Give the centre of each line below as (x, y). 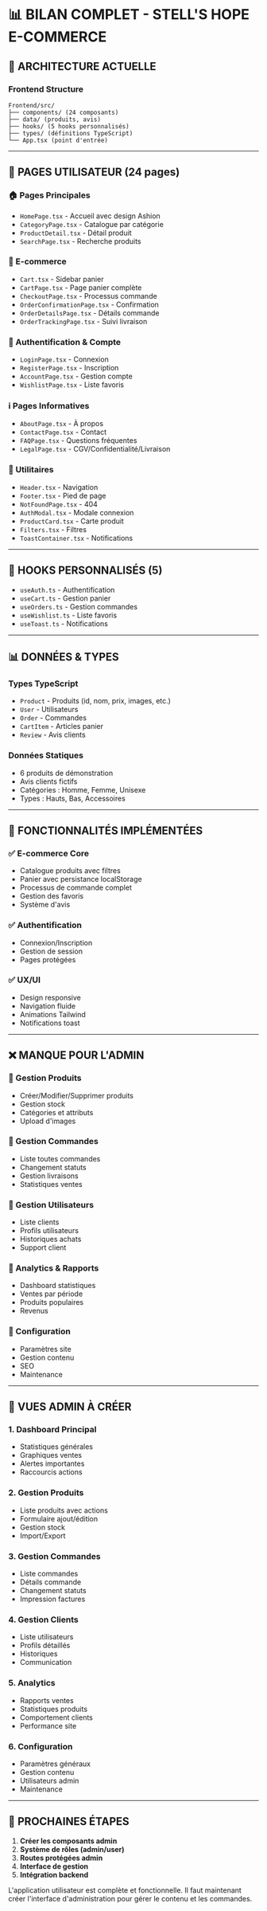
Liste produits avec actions (64, 1510)
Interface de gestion (54, 1866)
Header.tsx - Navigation (59, 487)
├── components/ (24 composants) (64, 112)
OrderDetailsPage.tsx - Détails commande (89, 313)
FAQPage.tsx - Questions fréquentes (78, 441)
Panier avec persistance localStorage (81, 879)
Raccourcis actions (51, 1472)
